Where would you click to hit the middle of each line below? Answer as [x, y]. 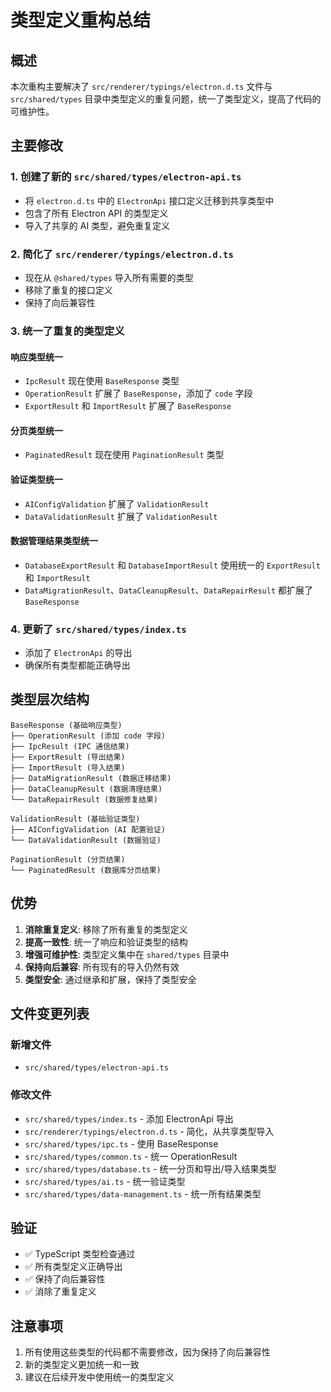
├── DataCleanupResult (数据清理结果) [86, 789]
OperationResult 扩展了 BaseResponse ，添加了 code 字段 [138, 393]
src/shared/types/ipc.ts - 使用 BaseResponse [121, 1143]
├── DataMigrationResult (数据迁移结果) [91, 778]
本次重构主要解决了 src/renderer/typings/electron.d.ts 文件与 [141, 86]
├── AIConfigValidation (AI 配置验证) [88, 829]
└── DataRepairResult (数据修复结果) [84, 799]
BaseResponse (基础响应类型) [66, 725]
